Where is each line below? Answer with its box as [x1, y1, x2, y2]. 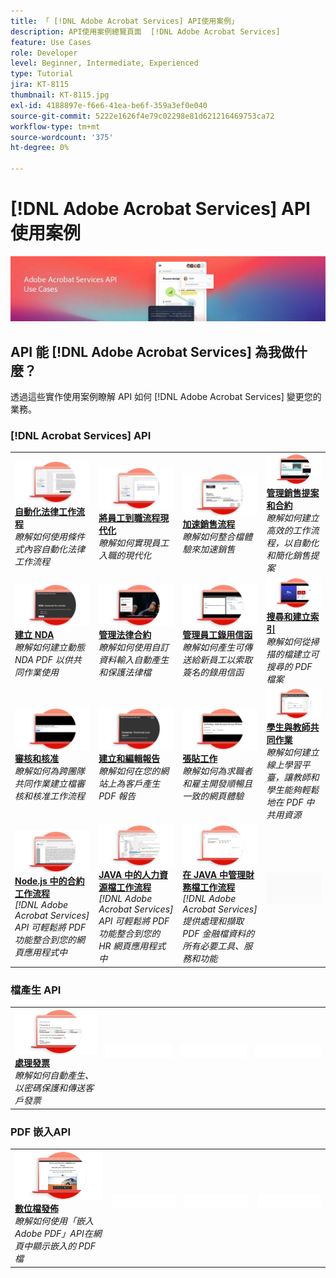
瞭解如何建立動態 [14, 641, 85, 654]
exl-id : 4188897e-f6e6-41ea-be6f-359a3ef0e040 [10, 100, 208, 110]
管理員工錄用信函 [182, 629, 253, 641]
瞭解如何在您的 [98, 765, 161, 777]
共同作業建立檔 [14, 777, 77, 789]
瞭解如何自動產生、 [14, 1070, 94, 1082]
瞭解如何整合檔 [182, 530, 245, 542]
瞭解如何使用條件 [14, 530, 85, 542]
